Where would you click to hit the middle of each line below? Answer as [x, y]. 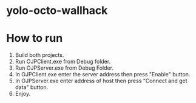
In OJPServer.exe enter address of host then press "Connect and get [101, 81]
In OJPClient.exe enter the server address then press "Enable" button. [103, 75]
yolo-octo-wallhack [57, 11]
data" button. [32, 87]
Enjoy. [23, 94]
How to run [35, 38]
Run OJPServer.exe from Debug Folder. [64, 68]
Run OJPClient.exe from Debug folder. [63, 62]
